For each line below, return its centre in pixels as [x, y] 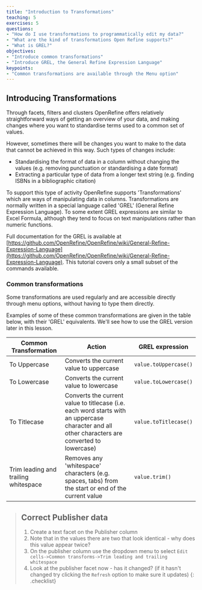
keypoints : [20, 68]
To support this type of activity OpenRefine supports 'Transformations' [94, 193]
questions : [20, 29]
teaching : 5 [21, 18]
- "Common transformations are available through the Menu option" [93, 74]
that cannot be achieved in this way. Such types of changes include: [91, 150]
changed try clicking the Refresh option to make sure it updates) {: [112, 575]
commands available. [32, 269]
